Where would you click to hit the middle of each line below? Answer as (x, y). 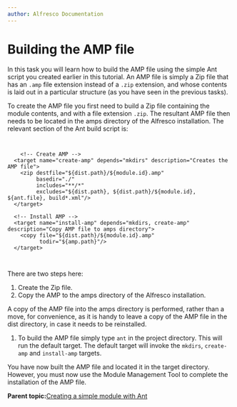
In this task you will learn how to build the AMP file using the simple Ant (112, 69)
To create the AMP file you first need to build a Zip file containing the (109, 106)
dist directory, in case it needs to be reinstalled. (77, 324)
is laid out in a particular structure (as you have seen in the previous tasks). (118, 92)
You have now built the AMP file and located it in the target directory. (109, 367)
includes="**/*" (60, 185)
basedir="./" (55, 179)
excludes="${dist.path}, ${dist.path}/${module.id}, (116, 191)
